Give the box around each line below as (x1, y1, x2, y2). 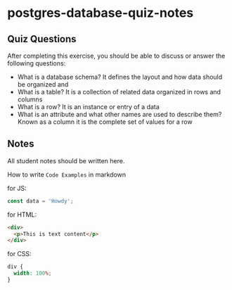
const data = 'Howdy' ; (7, 197, 74, 205)
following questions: (7, 59, 66, 68)
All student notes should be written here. (7, 156, 125, 165)
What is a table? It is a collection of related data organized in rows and (17, 88, 221, 96)
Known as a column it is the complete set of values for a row (17, 118, 193, 126)
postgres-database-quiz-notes (7, 5, 194, 21)
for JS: (7, 184, 27, 192)
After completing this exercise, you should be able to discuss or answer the (7, 51, 226, 60)
